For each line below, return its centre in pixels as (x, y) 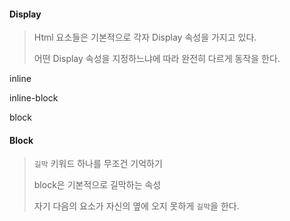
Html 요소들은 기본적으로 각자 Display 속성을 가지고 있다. (145, 37)
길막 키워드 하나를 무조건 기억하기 (98, 164)
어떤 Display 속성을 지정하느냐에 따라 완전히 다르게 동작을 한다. (157, 59)
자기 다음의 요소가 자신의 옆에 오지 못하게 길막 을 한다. (136, 206)
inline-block (34, 98)
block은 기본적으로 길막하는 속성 (97, 185)
